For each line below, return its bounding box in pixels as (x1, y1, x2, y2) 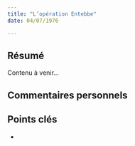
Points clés (7, 113, 58, 125)
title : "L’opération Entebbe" (7, 10, 97, 18)
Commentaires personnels (7, 89, 128, 101)
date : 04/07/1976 (7, 17, 59, 24)
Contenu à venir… (7, 68, 59, 77)
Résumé (7, 49, 45, 61)
